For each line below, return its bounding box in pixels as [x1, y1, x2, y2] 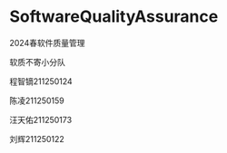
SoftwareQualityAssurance [9, 6, 219, 27]
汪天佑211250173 [9, 114, 73, 125]
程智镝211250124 [9, 75, 73, 87]
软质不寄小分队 [9, 56, 65, 67]
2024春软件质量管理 [9, 37, 85, 48]
